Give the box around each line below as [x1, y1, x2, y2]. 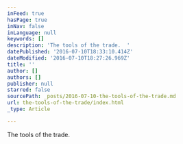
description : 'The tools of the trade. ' [7, 42, 130, 49]
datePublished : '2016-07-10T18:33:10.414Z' [7, 49, 134, 56]
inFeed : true [7, 10, 45, 17]
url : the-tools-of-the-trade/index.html [7, 99, 125, 106]
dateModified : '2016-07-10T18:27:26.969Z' [7, 55, 130, 62]
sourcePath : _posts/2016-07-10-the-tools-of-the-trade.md [7, 93, 176, 100]
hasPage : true [7, 16, 48, 23]
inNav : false [7, 23, 45, 29]
